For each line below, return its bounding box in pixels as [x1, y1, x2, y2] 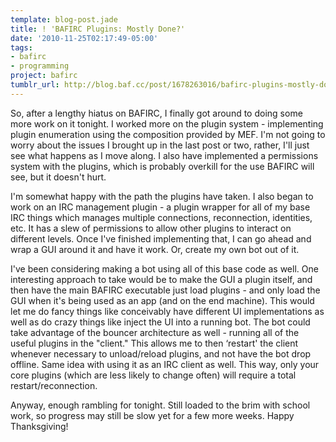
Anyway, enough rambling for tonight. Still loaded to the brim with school [10, 399, 311, 411]
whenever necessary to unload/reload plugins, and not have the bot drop [10, 347, 312, 360]
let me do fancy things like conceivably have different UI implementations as [10, 305, 325, 317]
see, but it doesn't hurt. [10, 171, 107, 183]
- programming [10, 61, 70, 71]
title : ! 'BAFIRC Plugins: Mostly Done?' [10, 24, 186, 34]
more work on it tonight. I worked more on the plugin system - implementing [10, 117, 324, 130]
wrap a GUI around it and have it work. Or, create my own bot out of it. [10, 243, 300, 255]
